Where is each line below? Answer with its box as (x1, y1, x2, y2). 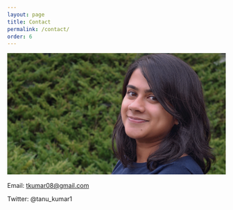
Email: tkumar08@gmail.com (7, 182, 89, 190)
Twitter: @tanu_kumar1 (7, 195, 73, 203)
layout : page (7, 11, 45, 18)
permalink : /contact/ (7, 26, 70, 32)
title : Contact (7, 18, 51, 26)
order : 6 (7, 33, 33, 40)
